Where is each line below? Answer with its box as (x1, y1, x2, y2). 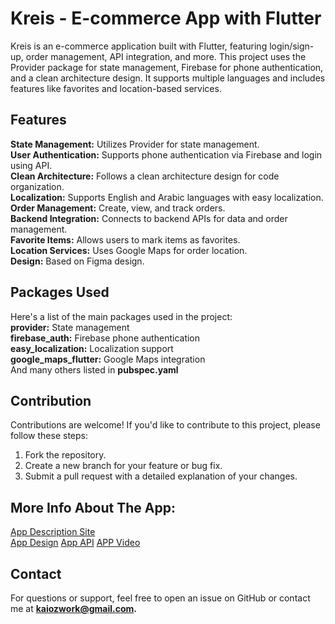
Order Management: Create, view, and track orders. (10, 202, 226, 214)
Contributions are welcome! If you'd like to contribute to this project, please (10, 419, 321, 431)
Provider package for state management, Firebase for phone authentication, (10, 61, 324, 73)
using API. (10, 159, 53, 171)
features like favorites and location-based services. (10, 82, 222, 94)
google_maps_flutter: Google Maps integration (10, 353, 206, 365)
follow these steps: (10, 430, 88, 442)
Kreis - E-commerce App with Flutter (10, 7, 322, 30)
